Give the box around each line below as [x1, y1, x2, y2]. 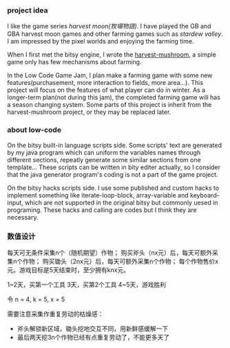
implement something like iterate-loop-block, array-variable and [7, 191, 189, 199]
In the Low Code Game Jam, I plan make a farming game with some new [7, 71, 213, 79]
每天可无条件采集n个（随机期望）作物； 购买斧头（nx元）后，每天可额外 [7, 248, 213, 257]
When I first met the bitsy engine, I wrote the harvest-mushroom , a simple [7, 50, 217, 59]
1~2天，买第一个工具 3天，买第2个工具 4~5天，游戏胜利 [7, 280, 167, 289]
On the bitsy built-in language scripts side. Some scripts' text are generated [7, 141, 222, 149]
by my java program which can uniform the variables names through [7, 148, 201, 157]
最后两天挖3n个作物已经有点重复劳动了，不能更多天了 [17, 333, 170, 341]
